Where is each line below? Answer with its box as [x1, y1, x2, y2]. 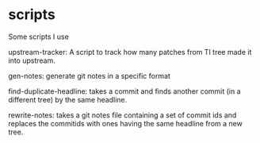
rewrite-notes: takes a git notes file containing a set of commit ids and [8, 110, 237, 120]
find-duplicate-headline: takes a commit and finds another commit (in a [8, 86, 241, 96]
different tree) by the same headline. [8, 95, 128, 104]
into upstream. [8, 56, 55, 65]
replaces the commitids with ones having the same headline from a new [8, 118, 243, 128]
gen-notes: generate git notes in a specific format [8, 71, 170, 80]
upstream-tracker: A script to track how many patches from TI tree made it [8, 47, 252, 56]
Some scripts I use [8, 32, 69, 41]
